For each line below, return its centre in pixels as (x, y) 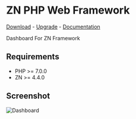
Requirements (33, 57)
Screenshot (28, 96)
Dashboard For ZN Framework (43, 38)
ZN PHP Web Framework (68, 10)
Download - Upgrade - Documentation (53, 27)
